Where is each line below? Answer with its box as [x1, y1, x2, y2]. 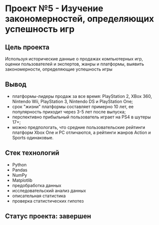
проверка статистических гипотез [12, 198, 84, 204]
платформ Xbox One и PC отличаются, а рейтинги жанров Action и [12, 130, 151, 135]
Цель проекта [5, 43, 50, 51]
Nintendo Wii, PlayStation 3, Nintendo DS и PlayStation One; [12, 98, 133, 104]
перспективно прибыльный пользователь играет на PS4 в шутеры [12, 114, 151, 120]
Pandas [12, 167, 28, 173]
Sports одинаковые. [12, 134, 54, 140]
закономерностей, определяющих [5, 13, 155, 24]
